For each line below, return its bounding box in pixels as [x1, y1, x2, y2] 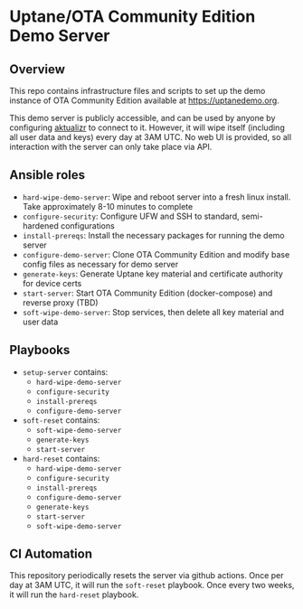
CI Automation [9, 547, 93, 562]
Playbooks [9, 342, 71, 358]
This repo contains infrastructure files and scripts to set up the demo [9, 86, 266, 96]
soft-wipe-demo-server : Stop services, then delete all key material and [22, 306, 285, 317]
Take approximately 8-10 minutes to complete [22, 201, 194, 211]
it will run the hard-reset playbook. [9, 589, 139, 600]
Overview [9, 61, 66, 77]
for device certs [22, 277, 82, 288]
